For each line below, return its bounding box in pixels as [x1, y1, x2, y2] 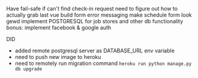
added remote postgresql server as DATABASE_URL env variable [14, 47, 175, 54]
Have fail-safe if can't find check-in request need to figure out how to [6, 5, 178, 12]
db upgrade [14, 66, 43, 72]
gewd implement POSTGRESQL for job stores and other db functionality [6, 18, 184, 24]
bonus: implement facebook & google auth [6, 24, 112, 31]
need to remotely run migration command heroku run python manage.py [14, 60, 192, 67]
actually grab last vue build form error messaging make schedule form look [6, 11, 192, 18]
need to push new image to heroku [14, 54, 101, 60]
